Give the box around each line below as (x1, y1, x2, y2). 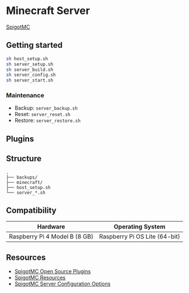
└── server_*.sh (6, 190, 45, 196)
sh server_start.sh (6, 78, 54, 83)
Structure (6, 154, 42, 164)
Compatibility (6, 205, 57, 215)
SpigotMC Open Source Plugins (14, 268, 91, 275)
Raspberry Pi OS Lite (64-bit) (99, 232, 180, 240)
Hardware (37, 223, 65, 231)
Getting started (6, 40, 63, 50)
